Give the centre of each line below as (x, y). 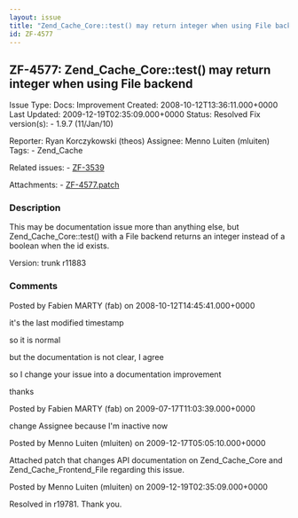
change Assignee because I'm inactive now (89, 426)
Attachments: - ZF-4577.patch (64, 185)
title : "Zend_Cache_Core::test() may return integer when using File (141, 26)
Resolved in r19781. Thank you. (66, 504)
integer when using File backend (101, 84)
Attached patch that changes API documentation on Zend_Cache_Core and (146, 460)
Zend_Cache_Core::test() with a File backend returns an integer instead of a (147, 237)
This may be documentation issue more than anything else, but (124, 227)
